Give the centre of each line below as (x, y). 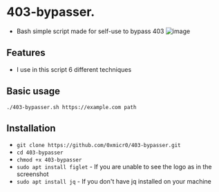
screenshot (32, 174)
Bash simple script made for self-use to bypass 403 (90, 31)
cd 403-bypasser (40, 153)
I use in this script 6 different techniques (74, 69)
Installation (31, 128)
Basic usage (33, 92)
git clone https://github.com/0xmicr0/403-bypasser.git (98, 146)
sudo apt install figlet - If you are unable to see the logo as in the (114, 167)
